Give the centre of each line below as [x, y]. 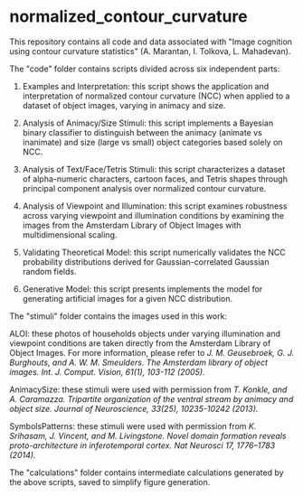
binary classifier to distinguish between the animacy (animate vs [142, 132]
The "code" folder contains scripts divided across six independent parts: [145, 69]
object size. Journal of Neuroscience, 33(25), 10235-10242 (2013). [134, 408]
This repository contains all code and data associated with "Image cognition [151, 42]
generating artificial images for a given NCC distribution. [128, 298]
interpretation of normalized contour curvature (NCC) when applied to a [156, 96]
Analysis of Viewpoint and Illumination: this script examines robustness [155, 206]
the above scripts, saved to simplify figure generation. [110, 482]
